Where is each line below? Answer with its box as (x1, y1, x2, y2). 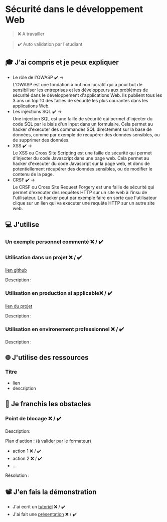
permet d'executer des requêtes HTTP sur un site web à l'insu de (12, 189, 147, 195)
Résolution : (5, 472, 30, 478)
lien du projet (5, 303, 33, 309)
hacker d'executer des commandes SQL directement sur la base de (12, 126, 152, 132)
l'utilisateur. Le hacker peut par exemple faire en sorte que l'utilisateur (12, 195, 157, 201)
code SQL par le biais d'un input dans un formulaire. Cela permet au (12, 121, 153, 127)
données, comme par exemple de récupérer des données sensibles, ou (12, 131, 160, 137)
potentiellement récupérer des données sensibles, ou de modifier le (12, 165, 153, 171)
